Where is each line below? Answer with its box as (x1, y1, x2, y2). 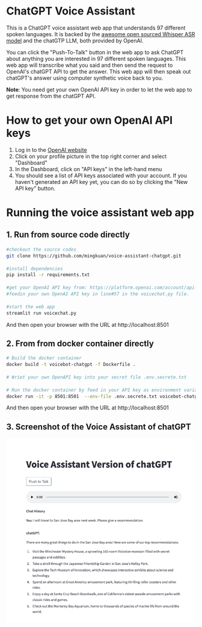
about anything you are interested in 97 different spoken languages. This (6, 55, 186, 62)
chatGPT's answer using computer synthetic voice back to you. (6, 74, 164, 81)
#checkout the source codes (6, 246, 77, 253)
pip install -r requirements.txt (6, 272, 90, 278)
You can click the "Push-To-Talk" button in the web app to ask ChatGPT (6, 48, 184, 55)
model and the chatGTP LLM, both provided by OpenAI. (6, 37, 144, 44)
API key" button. (14, 184, 56, 192)
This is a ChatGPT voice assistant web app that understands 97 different (6, 24, 186, 31)
